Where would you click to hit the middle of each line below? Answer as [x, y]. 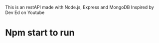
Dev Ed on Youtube [25, 12]
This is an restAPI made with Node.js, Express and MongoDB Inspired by [80, 7]
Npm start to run [40, 33]
